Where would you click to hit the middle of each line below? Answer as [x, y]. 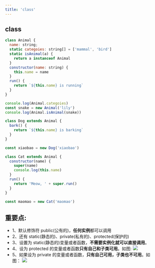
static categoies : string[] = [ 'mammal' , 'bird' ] [60, 50]
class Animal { [20, 40]
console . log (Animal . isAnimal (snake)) [43, 112]
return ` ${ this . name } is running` [49, 85]
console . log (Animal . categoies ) [37, 103]
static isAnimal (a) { [31, 54]
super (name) [26, 166]
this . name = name [31, 72]
